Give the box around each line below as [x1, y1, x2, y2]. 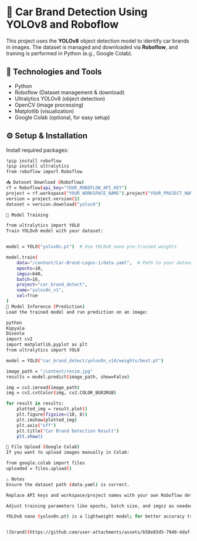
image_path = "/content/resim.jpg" [6, 368, 93, 374]
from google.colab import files [6, 460, 85, 466]
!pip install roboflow [6, 158, 62, 164]
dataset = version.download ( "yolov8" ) [6, 201, 101, 207]
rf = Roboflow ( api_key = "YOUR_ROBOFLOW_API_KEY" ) [6, 185, 127, 191]
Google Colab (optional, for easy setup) [14, 114, 110, 121]
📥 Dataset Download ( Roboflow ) [6, 180, 84, 185]
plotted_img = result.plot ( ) [16, 406, 88, 412]
